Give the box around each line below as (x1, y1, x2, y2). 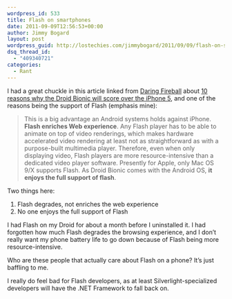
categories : (7, 61, 41, 68)
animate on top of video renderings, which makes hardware (23, 129, 194, 138)
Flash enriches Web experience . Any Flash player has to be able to (23, 122, 217, 130)
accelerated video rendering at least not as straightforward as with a (23, 136, 219, 145)
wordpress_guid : (7, 42, 54, 49)
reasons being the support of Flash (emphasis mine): (7, 101, 157, 110)
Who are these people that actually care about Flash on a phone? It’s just (7, 256, 214, 264)
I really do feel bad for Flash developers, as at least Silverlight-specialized (7, 276, 217, 285)
